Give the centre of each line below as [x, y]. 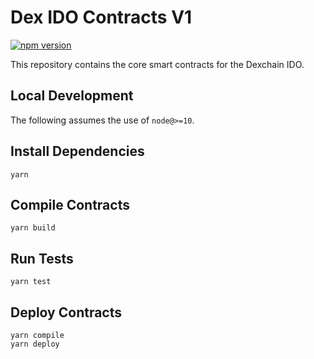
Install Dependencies [77, 151]
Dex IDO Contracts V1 [101, 17]
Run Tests [42, 258]
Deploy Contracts [66, 312]
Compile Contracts [70, 204]
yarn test [31, 282]
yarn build [33, 228]
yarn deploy [35, 344]
